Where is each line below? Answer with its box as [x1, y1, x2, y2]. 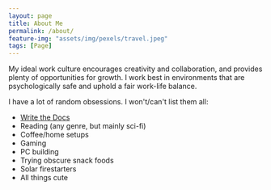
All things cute [19, 173, 69, 183]
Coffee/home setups [19, 130, 89, 140]
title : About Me [8, 19, 63, 27]
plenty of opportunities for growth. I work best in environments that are [8, 73, 245, 82]
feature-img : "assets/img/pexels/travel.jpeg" [8, 34, 168, 43]
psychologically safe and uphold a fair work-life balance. [8, 82, 197, 91]
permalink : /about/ [8, 27, 74, 35]
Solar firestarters [19, 164, 77, 174]
